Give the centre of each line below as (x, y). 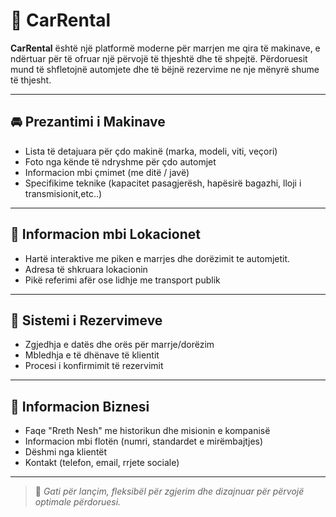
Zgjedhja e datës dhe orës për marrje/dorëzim (119, 345)
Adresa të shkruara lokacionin (86, 269)
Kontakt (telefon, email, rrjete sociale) (102, 463)
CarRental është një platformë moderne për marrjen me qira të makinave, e (165, 48)
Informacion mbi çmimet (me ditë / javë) (107, 172)
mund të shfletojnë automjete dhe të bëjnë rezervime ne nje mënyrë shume (165, 69)
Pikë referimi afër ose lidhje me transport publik (122, 280)
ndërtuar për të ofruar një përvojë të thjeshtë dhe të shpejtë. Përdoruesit (159, 58)
